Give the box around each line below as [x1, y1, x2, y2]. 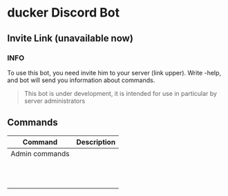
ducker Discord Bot [7, 5, 120, 21]
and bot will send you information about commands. [7, 76, 155, 84]
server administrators [23, 97, 86, 105]
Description [75, 137, 116, 146]
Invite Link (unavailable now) [7, 32, 133, 44]
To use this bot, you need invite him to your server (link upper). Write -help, [7, 68, 222, 77]
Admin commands [10, 148, 70, 158]
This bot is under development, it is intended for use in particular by [23, 89, 218, 97]
